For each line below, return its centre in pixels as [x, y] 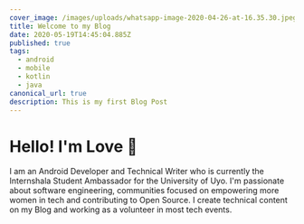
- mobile [34, 69]
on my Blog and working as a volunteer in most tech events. [121, 210]
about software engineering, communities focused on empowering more [144, 191]
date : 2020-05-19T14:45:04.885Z [70, 34]
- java [30, 85]
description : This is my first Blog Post [89, 102]
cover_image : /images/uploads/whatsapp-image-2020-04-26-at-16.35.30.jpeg [153, 18]
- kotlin [34, 77]
